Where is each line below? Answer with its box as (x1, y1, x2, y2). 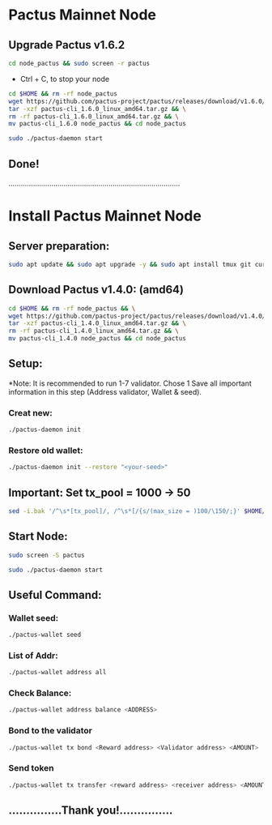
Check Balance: (8, 687, 72, 699)
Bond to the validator (8, 725, 93, 737)
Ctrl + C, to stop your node (19, 74, 110, 83)
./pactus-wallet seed (8, 631, 82, 639)
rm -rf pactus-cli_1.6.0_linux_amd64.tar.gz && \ (8, 112, 180, 121)
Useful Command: (8, 588, 102, 601)
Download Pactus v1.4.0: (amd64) (8, 283, 185, 297)
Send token (8, 763, 54, 774)
